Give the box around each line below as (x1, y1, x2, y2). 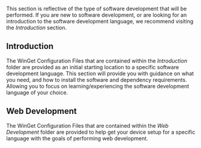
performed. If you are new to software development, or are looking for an (6, 11, 187, 18)
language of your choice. (6, 89, 68, 96)
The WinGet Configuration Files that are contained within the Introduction (6, 57, 188, 64)
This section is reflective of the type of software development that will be (6, 5, 187, 12)
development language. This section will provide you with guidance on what (6, 70, 194, 77)
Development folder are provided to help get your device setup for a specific (6, 128, 196, 135)
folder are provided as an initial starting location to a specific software (6, 63, 179, 70)
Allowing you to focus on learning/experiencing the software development (6, 82, 190, 90)
